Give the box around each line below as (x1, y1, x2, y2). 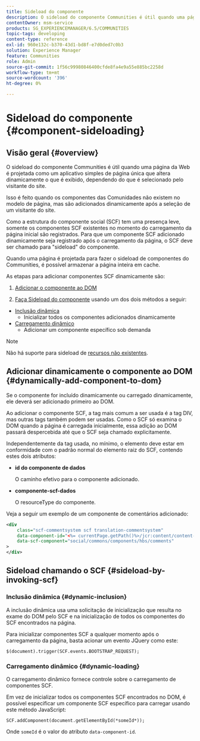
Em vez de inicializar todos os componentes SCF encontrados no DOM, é (6, 693, 186, 701)
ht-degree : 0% (6, 81, 42, 87)
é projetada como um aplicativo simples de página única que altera (6, 170, 171, 177)
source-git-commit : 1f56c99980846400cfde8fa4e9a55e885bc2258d (6, 64, 164, 70)
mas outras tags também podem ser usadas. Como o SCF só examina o (6, 416, 182, 423)
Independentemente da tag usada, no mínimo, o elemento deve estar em (6, 439, 185, 447)
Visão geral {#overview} (6, 147, 99, 158)
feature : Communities (6, 53, 60, 59)
